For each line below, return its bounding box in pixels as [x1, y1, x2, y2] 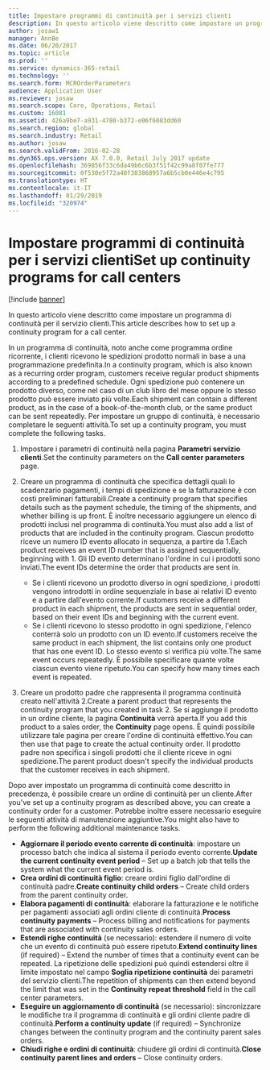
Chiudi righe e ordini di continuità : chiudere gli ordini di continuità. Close [19, 1044, 262, 1054]
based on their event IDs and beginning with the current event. [31, 612, 239, 622]
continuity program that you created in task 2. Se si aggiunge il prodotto [19, 705, 259, 715]
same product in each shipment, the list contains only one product [31, 638, 252, 648]
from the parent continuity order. [19, 890, 129, 900]
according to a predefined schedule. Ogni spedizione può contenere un [8, 377, 245, 387]
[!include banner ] [8, 295, 66, 305]
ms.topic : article [8, 49, 70, 57]
